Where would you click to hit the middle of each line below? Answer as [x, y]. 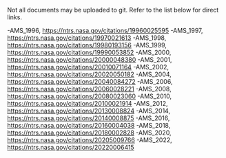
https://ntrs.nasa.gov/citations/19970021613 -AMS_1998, [87, 38]
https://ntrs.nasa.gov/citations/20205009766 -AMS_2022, [90, 140]
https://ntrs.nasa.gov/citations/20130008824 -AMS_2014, [89, 111]
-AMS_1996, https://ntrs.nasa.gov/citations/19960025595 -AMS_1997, [105, 31]
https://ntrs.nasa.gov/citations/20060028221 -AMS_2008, [89, 89]
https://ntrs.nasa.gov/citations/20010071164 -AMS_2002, [88, 67]
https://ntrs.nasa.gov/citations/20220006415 [71, 147]
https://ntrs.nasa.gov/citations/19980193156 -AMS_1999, [87, 45]
